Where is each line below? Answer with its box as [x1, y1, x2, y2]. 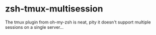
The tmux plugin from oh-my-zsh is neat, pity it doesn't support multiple [5, 19, 151, 25]
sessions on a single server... [5, 24, 64, 30]
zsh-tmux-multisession [5, 3, 103, 14]
